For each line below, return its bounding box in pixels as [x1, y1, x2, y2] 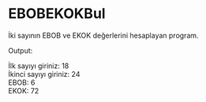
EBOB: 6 [8, 78, 36, 87]
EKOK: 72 [8, 86, 39, 95]
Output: [8, 46, 33, 55]
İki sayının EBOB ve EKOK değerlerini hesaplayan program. [8, 31, 199, 40]
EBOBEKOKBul [8, 5, 106, 23]
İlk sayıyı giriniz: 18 [8, 60, 69, 71]
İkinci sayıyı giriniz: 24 [8, 69, 81, 78]
